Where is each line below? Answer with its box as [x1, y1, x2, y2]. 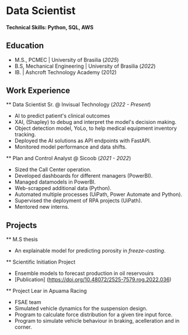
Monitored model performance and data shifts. [14, 143, 127, 150]
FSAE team [14, 299, 41, 306]
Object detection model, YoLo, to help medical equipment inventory [14, 125, 177, 132]
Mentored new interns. [14, 203, 69, 210]
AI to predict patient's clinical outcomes [14, 112, 110, 119]
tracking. [14, 131, 36, 138]
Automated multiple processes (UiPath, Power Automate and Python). [14, 191, 183, 198]
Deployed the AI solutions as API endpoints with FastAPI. [14, 137, 151, 144]
